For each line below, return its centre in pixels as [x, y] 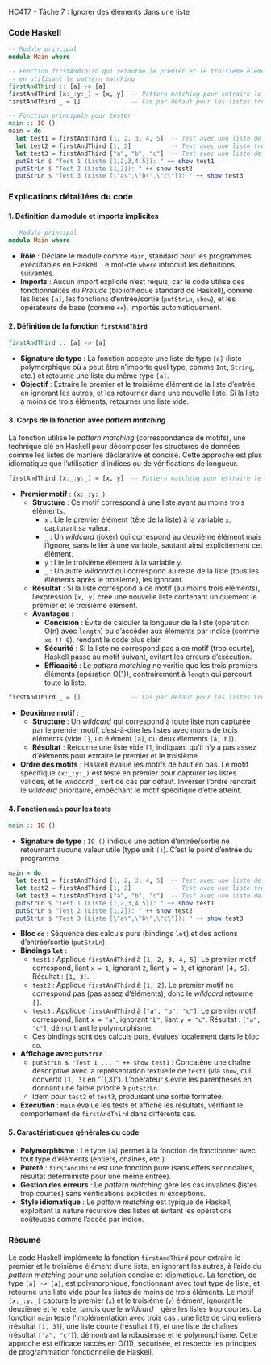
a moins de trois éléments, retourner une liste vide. [104, 401]
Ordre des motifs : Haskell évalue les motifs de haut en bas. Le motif [134, 764]
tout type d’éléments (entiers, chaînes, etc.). [93, 1159]
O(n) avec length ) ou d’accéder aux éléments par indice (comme [152, 631]
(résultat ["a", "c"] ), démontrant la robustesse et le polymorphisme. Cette [133, 1334]
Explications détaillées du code [71, 197]
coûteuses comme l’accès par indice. [82, 1219]
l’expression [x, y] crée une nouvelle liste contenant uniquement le [144, 597]
